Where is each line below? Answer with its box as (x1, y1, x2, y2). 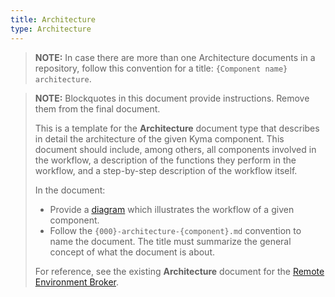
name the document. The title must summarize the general (49, 235, 292, 247)
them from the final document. (34, 102, 161, 115)
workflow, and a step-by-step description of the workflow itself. (34, 164, 298, 176)
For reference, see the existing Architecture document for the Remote (34, 265, 325, 277)
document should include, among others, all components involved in (34, 143, 317, 155)
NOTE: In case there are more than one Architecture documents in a (34, 51, 316, 63)
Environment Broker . (34, 276, 120, 288)
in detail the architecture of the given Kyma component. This (34, 132, 285, 145)
